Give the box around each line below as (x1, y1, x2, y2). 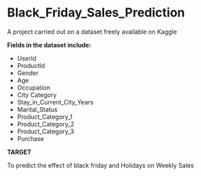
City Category (16, 91, 57, 99)
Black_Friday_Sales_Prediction (7, 5, 185, 21)
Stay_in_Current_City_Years (16, 98, 94, 106)
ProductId (16, 61, 45, 69)
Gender (16, 69, 39, 77)
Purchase (16, 134, 45, 142)
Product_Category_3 (16, 127, 74, 135)
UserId (16, 54, 36, 63)
